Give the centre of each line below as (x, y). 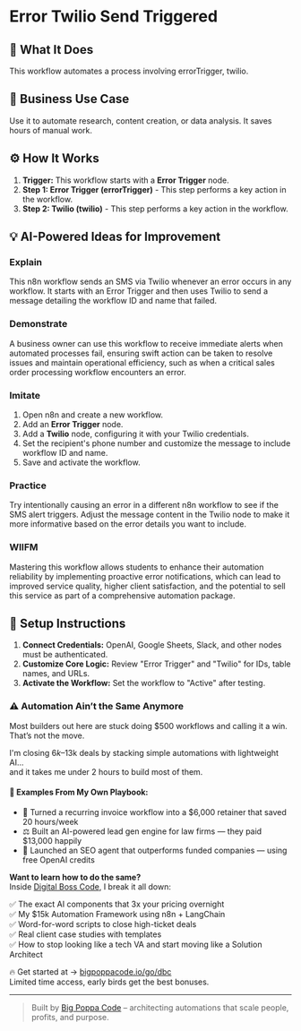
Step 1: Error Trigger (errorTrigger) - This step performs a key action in (154, 189)
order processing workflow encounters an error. (98, 372)
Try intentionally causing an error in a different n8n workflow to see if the (144, 505)
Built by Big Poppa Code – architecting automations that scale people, (160, 1007)
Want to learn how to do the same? (75, 877)
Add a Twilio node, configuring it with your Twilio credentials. (135, 434)
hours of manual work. (51, 130)
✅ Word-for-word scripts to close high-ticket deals (103, 924)
